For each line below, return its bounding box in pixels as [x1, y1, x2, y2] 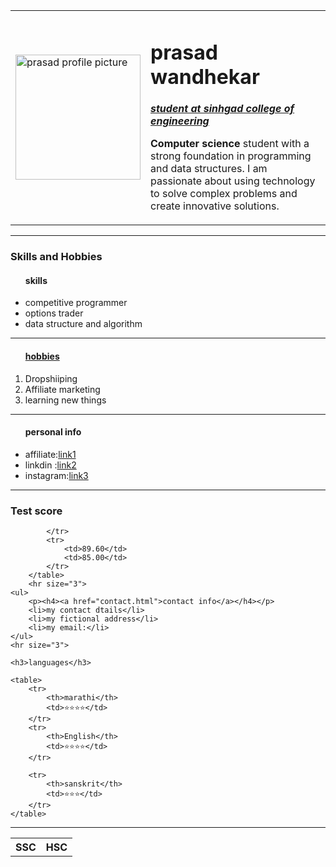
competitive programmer [24, 297, 128, 309]
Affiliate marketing [24, 383, 101, 395]
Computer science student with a [150, 137, 310, 151]
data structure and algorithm [24, 318, 143, 330]
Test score [10, 504, 63, 518]
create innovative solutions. [150, 199, 280, 213]
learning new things [24, 394, 107, 406]
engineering [150, 114, 210, 128]
